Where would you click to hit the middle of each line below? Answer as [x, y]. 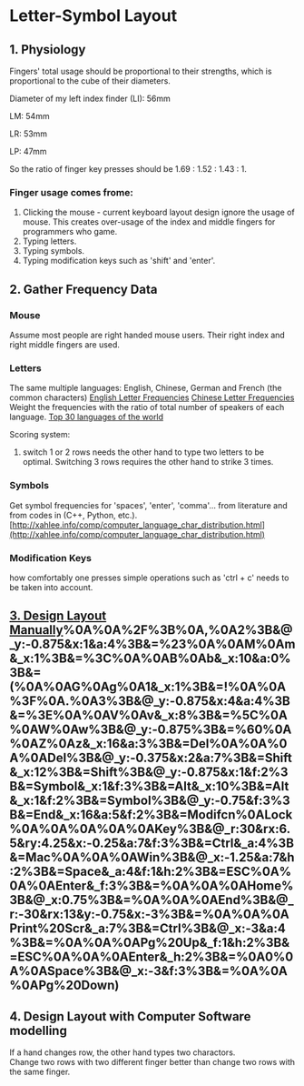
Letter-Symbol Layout [93, 16]
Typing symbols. [53, 251]
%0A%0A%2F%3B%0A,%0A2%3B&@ [178, 630]
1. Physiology [48, 50]
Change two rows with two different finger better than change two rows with [152, 1062]
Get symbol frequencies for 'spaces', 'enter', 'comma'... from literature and [148, 505]
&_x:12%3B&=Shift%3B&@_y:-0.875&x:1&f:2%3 [149, 773]
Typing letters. [49, 241]
